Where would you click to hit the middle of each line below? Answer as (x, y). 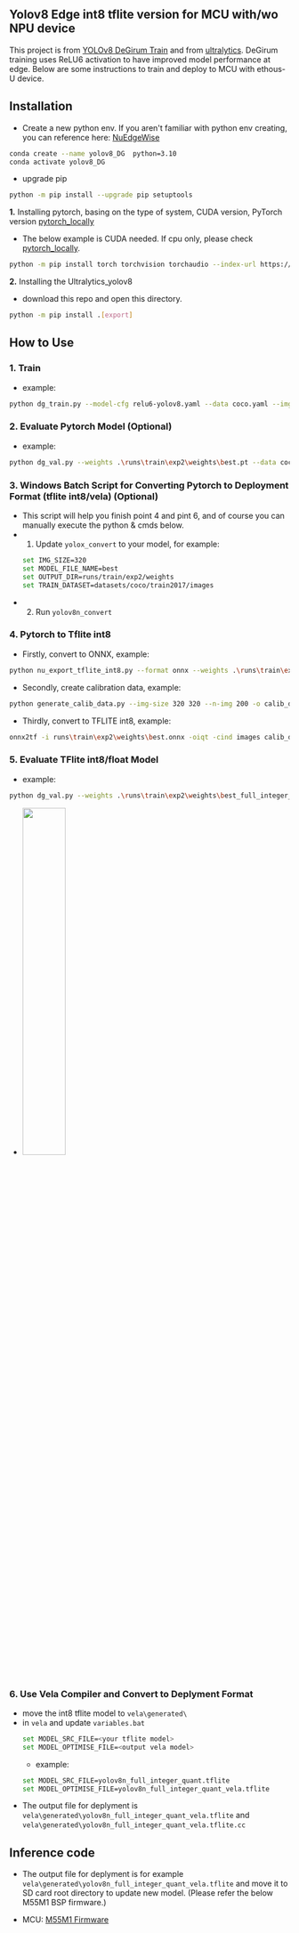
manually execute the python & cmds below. (103, 525)
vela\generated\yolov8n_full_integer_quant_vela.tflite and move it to (155, 1884)
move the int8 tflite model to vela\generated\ (105, 1713)
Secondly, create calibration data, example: (101, 687)
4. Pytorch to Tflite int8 (60, 635)
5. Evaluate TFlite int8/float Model (84, 760)
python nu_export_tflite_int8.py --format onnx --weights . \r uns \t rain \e (149, 670)
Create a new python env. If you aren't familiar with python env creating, (154, 127)
